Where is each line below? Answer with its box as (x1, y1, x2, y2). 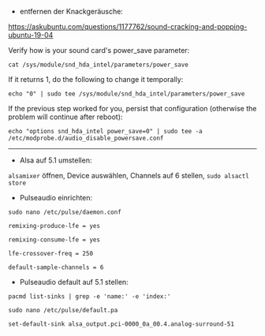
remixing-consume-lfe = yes (8, 236, 101, 244)
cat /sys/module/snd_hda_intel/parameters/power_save (8, 61, 189, 69)
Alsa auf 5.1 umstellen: (19, 155, 92, 165)
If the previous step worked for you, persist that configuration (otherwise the (8, 104, 257, 113)
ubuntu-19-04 (8, 31, 54, 39)
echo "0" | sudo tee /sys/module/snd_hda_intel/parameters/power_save (8, 90, 245, 98)
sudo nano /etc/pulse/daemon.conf (8, 208, 122, 216)
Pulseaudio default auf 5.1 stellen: (19, 278, 129, 286)
